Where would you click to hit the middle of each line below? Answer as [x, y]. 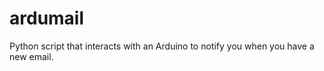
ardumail [47, 18]
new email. [31, 56]
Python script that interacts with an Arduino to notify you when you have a [162, 46]
